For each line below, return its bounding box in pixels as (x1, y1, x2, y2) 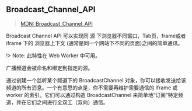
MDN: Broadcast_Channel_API (20, 20, 93, 27)
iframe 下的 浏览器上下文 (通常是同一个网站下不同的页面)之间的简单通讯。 (6, 39, 183, 46)
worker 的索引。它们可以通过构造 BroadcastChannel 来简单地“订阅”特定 (6, 91, 179, 98)
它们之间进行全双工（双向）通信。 (26, 99, 109, 106)
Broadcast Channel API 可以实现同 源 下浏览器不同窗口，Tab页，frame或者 (6, 32, 186, 39)
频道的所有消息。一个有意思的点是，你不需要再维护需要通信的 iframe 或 (6, 84, 178, 91)
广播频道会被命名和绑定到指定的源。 (6, 64, 93, 71)
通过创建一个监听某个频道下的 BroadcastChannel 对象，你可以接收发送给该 (6, 77, 187, 84)
